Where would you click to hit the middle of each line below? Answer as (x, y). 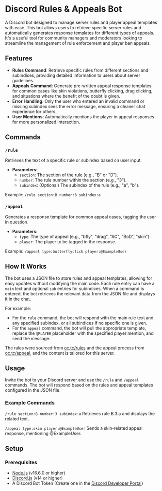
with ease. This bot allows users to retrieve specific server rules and (73, 27)
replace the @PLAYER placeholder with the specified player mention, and (83, 333)
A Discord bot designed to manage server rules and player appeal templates (81, 22)
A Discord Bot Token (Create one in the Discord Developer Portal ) (77, 483)
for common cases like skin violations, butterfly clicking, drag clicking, (82, 91)
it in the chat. (18, 299)
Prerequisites (21, 462)
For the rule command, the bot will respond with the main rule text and (83, 318)
